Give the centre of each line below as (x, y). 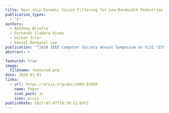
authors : (14, 24)
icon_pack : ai (29, 93)
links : (12, 80)
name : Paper (27, 89)
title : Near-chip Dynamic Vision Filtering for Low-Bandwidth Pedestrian (84, 10)
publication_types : (26, 15)
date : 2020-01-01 (23, 75)
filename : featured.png (34, 70)
